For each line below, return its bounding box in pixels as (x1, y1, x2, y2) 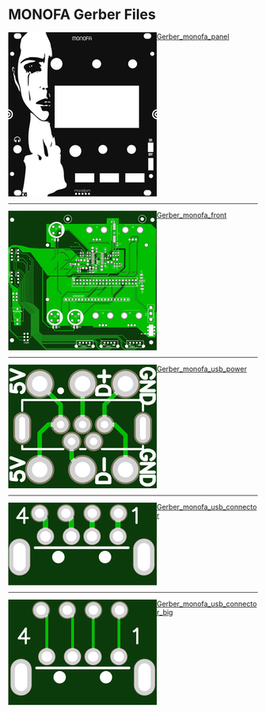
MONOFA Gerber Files (8, 6, 156, 24)
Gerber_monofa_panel (157, 32, 230, 41)
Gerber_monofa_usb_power (157, 364, 247, 374)
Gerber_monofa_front (157, 210, 227, 219)
